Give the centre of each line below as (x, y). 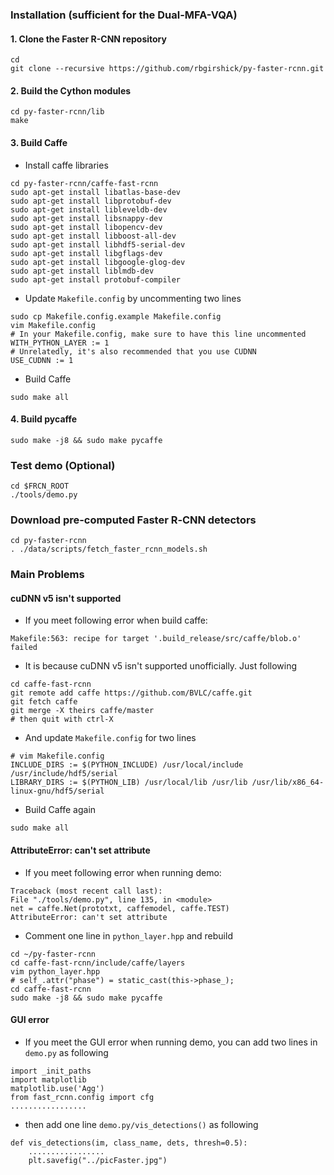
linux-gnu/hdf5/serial (57, 791)
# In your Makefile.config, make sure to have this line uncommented (158, 334)
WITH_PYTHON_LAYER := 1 (60, 343)
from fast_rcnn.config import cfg (82, 1097)
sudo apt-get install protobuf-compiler (96, 279)
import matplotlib (48, 1079)
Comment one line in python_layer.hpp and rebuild (128, 935)
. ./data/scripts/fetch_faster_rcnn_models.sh (109, 549)
